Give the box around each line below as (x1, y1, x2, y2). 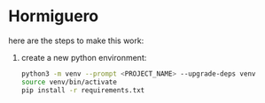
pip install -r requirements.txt (20, 85, 145, 94)
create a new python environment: (20, 52, 147, 63)
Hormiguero (8, 6, 99, 26)
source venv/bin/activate (20, 77, 117, 86)
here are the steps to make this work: (8, 35, 144, 46)
